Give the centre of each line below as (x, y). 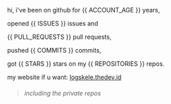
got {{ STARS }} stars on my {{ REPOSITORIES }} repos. (86, 64)
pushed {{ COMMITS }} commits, (54, 50)
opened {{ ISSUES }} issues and (53, 23)
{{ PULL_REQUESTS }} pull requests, (60, 37)
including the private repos (63, 93)
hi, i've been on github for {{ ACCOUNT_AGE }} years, (84, 10)
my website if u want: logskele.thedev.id (64, 77)
